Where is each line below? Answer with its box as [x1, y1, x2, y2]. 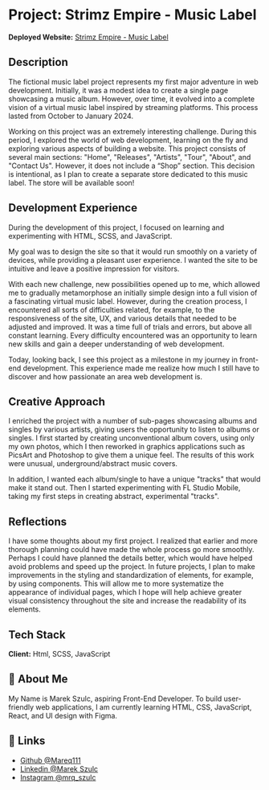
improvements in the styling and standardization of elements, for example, [8, 571, 255, 580]
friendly [8, 702, 35, 712]
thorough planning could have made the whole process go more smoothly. [8, 545, 255, 555]
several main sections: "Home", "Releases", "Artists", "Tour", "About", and [8, 152, 251, 162]
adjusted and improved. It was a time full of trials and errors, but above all [8, 321, 252, 331]
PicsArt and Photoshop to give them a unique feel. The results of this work [8, 450, 255, 460]
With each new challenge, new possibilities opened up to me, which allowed [8, 279, 261, 289]
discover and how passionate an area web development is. [8, 371, 203, 381]
